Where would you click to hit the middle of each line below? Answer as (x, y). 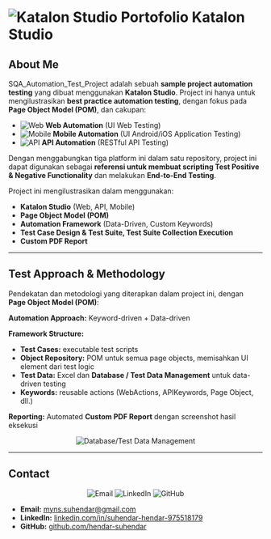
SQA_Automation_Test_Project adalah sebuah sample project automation (131, 84)
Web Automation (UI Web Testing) (103, 125)
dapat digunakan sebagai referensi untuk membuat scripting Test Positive (134, 167)
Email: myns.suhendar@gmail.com (78, 509)
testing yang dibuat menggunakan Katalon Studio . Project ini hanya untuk (132, 92)
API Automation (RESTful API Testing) (105, 142)
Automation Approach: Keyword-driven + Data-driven (100, 318)
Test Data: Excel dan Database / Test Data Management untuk (125, 375)
